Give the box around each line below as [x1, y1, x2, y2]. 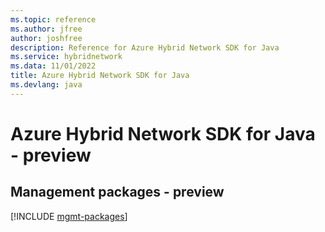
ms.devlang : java [10, 80, 83, 90]
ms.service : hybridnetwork [10, 52, 123, 62]
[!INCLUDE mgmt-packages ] [10, 210, 128, 222]
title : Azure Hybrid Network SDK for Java [10, 71, 190, 81]
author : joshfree [10, 33, 83, 43]
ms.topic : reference [10, 14, 97, 25]
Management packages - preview [10, 184, 225, 201]
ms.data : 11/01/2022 [10, 61, 97, 71]
